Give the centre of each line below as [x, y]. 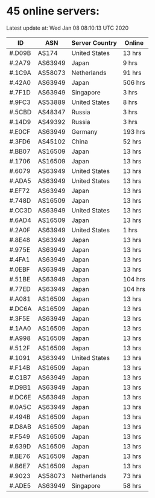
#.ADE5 [20, 485]
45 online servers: [53, 11]
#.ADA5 [20, 181]
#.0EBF [20, 269]
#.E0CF [20, 131]
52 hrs [132, 142]
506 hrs [134, 82]
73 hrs [132, 476]
